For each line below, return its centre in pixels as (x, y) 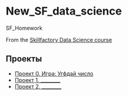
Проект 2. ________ (38, 86)
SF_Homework (24, 28)
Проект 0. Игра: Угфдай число (54, 74)
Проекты (24, 59)
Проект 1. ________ (37, 80)
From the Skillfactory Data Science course (59, 39)
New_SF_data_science (64, 11)
